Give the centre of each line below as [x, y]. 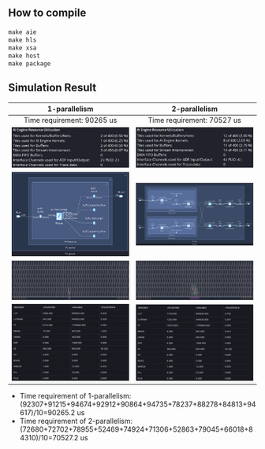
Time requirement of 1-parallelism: [75, 395]
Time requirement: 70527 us [195, 121]
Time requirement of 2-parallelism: [76, 421]
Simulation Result [52, 88]
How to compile [47, 13]
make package [30, 63]
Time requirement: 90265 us [70, 121]
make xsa [22, 48]
